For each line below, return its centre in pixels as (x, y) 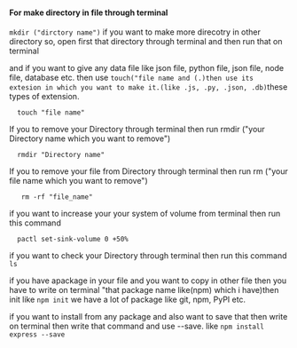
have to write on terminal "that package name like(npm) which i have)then (144, 290)
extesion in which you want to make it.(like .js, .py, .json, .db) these (148, 87)
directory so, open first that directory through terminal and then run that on (146, 42)
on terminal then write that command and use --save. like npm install (137, 326)
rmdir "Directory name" (61, 155)
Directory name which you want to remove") (90, 138)
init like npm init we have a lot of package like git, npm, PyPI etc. (128, 300)
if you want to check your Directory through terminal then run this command (148, 256)
